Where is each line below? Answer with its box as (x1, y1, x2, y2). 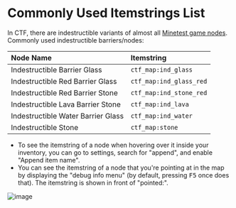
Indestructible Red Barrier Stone (11, 87, 119, 97)
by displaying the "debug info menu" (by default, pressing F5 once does (17, 170, 230, 179)
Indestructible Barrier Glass (11, 65, 102, 75)
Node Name (11, 53, 52, 62)
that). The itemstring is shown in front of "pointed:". (17, 178, 168, 187)
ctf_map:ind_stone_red (130, 89, 208, 97)
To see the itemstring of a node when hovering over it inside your (17, 141, 209, 149)
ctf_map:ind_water (130, 111, 193, 120)
